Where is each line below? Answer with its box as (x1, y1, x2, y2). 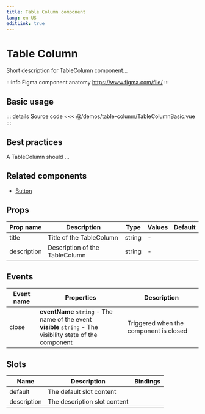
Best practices (6, 137, 63, 147)
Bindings (134, 377, 161, 386)
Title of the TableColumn (48, 233, 119, 242)
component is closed (127, 327, 188, 335)
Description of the (48, 243, 99, 251)
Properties (65, 294, 96, 302)
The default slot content (48, 388, 117, 396)
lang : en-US (6, 15, 37, 21)
